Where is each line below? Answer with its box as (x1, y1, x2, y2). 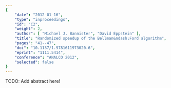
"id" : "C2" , (14, 21, 40, 27)
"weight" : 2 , (14, 26, 43, 32)
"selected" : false (14, 60, 54, 65)
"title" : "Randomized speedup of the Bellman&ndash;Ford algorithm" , (14, 36, 167, 41)
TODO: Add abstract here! (5, 78, 61, 84)
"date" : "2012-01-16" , (14, 12, 63, 17)
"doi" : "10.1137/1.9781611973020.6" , (14, 45, 96, 50)
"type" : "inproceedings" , (14, 17, 70, 22)
